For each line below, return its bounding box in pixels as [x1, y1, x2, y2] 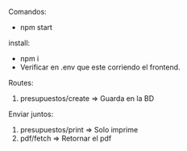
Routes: [8, 78, 34, 87]
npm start [19, 23, 52, 31]
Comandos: [8, 7, 47, 16]
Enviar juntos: [8, 109, 54, 119]
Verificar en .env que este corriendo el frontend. [19, 62, 181, 72]
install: [8, 38, 31, 48]
